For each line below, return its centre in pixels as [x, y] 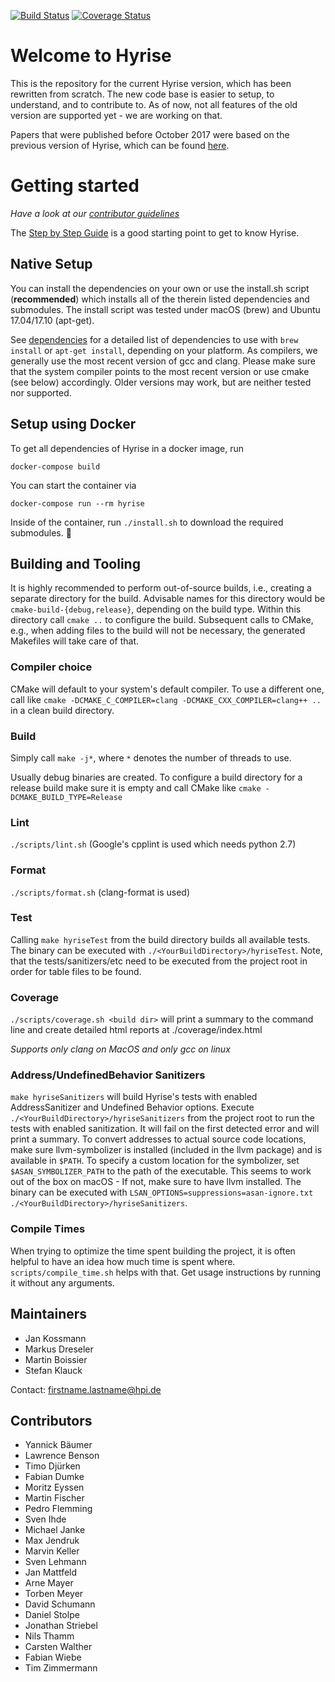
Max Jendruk [52, 1541]
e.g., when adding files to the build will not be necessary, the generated [158, 631]
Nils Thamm [49, 1636]
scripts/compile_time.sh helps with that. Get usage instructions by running [166, 1272]
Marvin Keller [52, 1551]
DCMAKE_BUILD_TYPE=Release [66, 797]
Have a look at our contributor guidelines [95, 213]
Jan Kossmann [55, 1338]
